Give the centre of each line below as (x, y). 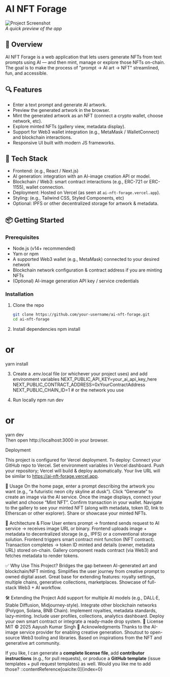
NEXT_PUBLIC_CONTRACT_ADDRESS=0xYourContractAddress (79, 385)
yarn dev (15, 434)
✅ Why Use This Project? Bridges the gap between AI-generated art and (81, 565)
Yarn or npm (26, 254)
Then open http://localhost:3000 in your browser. (57, 440)
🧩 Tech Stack (26, 159)
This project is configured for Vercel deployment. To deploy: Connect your (83, 460)
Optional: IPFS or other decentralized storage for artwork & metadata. (86, 203)
